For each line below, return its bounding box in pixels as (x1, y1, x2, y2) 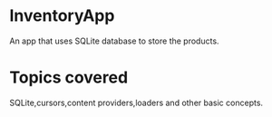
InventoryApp (9, 5, 115, 26)
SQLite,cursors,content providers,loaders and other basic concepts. (9, 97, 264, 108)
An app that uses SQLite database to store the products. (9, 35, 219, 46)
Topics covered (9, 67, 129, 88)
